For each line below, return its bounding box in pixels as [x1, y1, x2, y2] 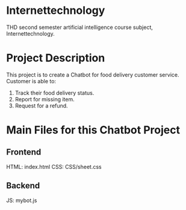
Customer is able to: [6, 77, 56, 84]
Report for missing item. [14, 95, 75, 103]
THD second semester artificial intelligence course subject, [6, 24, 153, 31]
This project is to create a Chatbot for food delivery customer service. [6, 71, 179, 78]
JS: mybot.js [6, 197, 37, 204]
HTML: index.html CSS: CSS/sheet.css [6, 163, 102, 170]
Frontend [6, 147, 42, 157]
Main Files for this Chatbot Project [6, 123, 181, 137]
